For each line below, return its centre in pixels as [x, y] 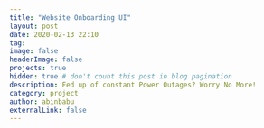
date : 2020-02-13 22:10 [54, 34]
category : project [44, 93]
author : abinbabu [42, 101]
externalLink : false [48, 110]
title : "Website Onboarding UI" [70, 18]
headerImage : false [46, 59]
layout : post [34, 26]
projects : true [38, 69]
